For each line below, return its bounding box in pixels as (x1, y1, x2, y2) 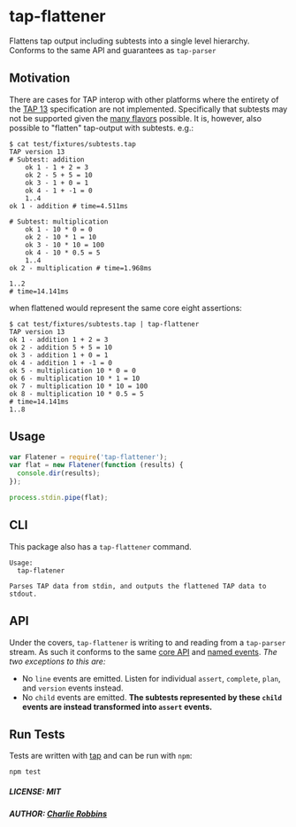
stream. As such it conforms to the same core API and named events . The (9, 646, 278, 657)
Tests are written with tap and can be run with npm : (9, 751, 193, 761)
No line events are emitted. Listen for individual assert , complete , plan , (21, 673, 281, 683)
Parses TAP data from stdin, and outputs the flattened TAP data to (9, 581, 267, 590)
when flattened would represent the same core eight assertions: (9, 302, 243, 313)
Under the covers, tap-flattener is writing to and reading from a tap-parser (9, 636, 286, 648)
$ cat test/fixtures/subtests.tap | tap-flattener (9, 319, 200, 329)
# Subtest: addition (9, 155, 86, 164)
